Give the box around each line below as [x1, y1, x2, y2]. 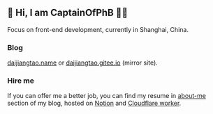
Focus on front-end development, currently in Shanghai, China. [7, 25, 189, 33]
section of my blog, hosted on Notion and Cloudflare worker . [7, 99, 182, 108]
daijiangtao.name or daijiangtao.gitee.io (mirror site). [7, 58, 159, 67]
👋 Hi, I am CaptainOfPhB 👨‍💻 [7, 7, 128, 19]
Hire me [7, 76, 35, 85]
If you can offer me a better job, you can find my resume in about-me [7, 92, 206, 100]
